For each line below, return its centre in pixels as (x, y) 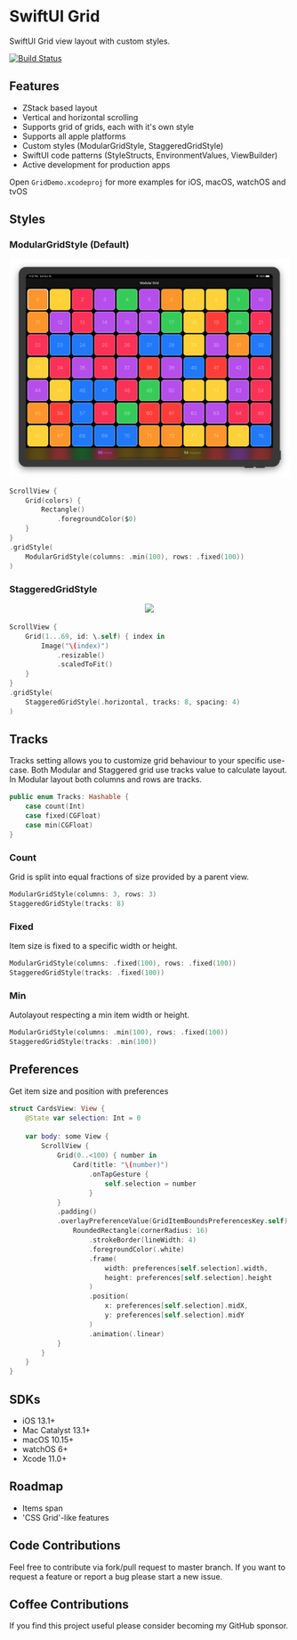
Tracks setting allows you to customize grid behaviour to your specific (138, 761)
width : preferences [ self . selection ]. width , (186, 1268)
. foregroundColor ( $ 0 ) (97, 519)
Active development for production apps (96, 164)
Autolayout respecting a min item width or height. (99, 1015)
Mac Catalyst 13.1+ (56, 1430)
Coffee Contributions (69, 1604)
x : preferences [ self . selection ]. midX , (177, 1306)
